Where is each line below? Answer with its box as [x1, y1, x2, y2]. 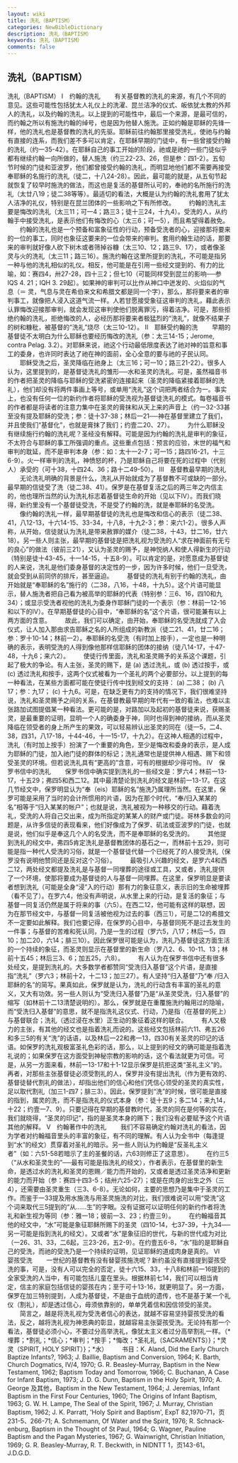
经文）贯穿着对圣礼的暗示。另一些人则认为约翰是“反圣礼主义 [31, 1140, 208, 1149]
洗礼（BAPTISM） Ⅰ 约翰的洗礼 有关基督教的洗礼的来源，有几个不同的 [7, 92, 227, 100]
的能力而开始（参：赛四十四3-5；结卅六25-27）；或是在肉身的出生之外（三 [7, 1176, 225, 1184]
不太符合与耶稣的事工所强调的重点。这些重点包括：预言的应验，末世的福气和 [7, 438, 231, 446]
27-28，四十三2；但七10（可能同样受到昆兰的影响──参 [61, 269, 222, 278]
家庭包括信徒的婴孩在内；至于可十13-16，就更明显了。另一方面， [38, 1282, 228, 1291]
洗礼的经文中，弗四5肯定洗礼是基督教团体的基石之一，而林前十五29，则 [13, 838, 224, 847]
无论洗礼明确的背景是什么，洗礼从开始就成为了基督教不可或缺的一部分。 [19, 473, 231, 482]
